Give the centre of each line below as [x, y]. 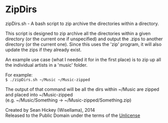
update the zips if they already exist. [43, 50]
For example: [19, 75]
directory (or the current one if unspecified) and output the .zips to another [84, 39]
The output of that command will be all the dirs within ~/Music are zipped [82, 89]
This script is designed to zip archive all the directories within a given [78, 33]
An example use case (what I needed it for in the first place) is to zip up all [83, 59]
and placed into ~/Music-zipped [39, 94]
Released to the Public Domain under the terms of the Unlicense [73, 115]
